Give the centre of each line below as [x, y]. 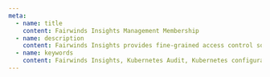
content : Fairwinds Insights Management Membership [111, 30]
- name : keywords [45, 53]
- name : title [39, 23]
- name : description [50, 38]
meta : [17, 16]
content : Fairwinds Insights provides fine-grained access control [138, 46]
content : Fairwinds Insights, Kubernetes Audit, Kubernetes [125, 61]
